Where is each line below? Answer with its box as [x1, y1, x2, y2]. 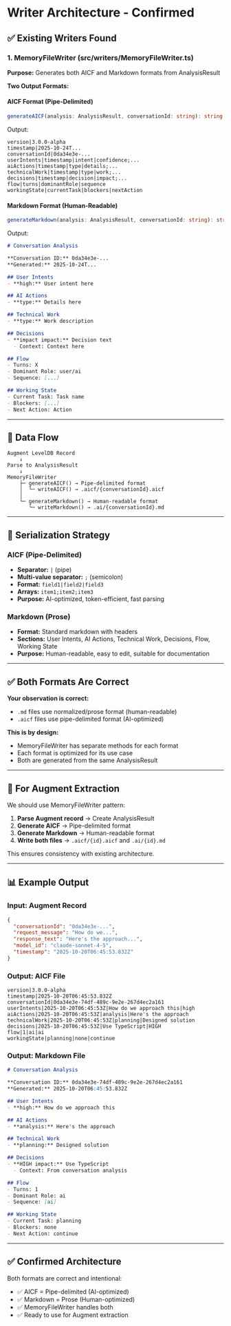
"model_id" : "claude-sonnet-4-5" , [13, 942, 112, 949]
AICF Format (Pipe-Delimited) [7, 98, 93, 106]
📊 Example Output [7, 876, 89, 889]
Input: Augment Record [7, 901, 87, 910]
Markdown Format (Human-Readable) [7, 201, 118, 209]
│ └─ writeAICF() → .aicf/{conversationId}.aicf [19, 486, 165, 493]
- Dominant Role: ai [7, 1192, 67, 1199]
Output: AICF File [7, 971, 66, 980]
